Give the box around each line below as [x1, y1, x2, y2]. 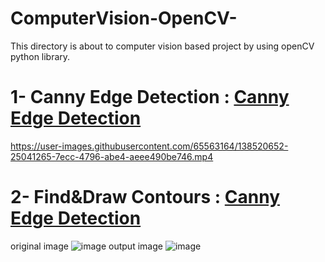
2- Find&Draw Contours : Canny [10, 186, 281, 209]
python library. [10, 50, 71, 62]
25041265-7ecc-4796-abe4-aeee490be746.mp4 [10, 150, 214, 162]
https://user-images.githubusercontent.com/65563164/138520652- [10, 140, 289, 152]
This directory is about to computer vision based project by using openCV [10, 40, 315, 52]
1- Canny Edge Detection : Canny [10, 86, 290, 109]
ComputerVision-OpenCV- [10, 7, 238, 30]
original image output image [10, 240, 163, 252]
